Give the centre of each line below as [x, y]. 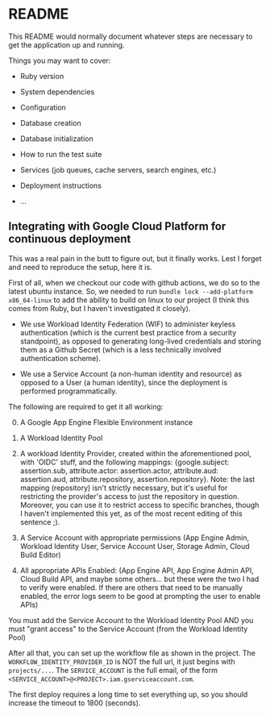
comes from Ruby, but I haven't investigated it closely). [100, 308]
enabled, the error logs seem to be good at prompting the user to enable [140, 596]
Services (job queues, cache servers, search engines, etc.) [118, 169]
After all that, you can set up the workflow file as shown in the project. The [132, 653]
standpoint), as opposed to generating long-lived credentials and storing [141, 341]
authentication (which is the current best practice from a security [128, 332]
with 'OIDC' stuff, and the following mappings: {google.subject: [125, 462]
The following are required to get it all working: [86, 406]
